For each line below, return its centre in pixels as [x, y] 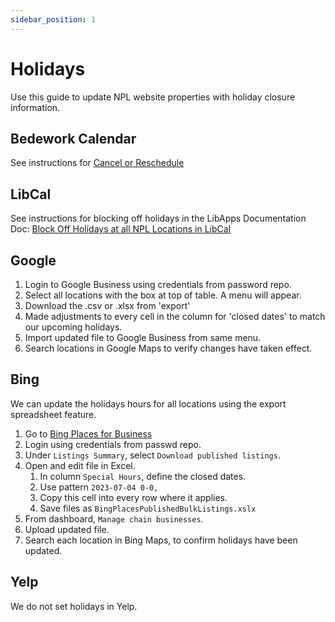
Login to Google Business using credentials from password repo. [158, 284]
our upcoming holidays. [73, 327]
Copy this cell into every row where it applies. [133, 497]
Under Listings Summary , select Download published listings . [152, 455]
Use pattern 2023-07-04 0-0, [99, 487]
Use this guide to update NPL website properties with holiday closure [153, 97]
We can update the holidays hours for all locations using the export [148, 403]
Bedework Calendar [73, 138]
